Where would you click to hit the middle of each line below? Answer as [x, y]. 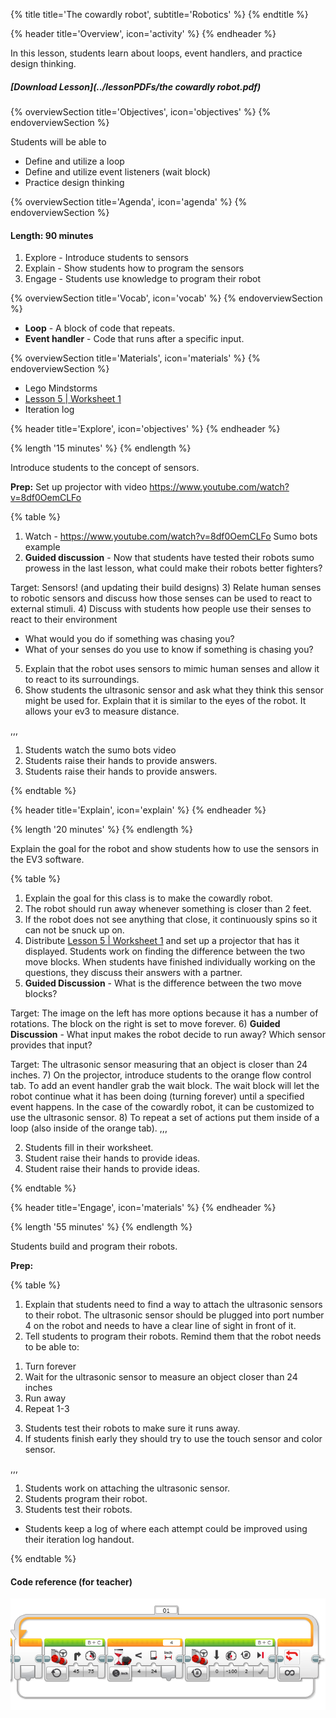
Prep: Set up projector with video [79, 487]
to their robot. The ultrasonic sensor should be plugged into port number [174, 1315]
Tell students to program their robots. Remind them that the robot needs [173, 1336]
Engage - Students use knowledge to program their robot [143, 279]
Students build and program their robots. [94, 1246]
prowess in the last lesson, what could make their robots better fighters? [173, 568]
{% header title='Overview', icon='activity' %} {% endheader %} [143, 33]
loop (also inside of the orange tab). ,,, [89, 1128]
